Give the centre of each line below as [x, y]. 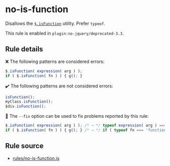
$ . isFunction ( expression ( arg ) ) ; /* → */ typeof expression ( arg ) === [86, 125]
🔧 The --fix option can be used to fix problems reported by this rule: [77, 116]
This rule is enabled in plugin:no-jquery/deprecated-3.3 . [65, 33]
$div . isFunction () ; [26, 107]
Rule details [24, 49]
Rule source [25, 146]
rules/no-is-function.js [36, 158]
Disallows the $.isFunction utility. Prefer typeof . [55, 23]
